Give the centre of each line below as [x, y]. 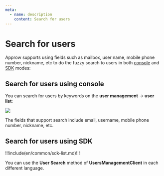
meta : [11, 10]
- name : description [31, 14]
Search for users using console [55, 84]
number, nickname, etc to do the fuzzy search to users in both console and [82, 63]
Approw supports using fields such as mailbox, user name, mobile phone [80, 57]
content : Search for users [42, 19]
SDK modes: [18, 68]
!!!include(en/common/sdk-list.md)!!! [43, 153]
